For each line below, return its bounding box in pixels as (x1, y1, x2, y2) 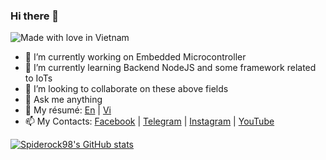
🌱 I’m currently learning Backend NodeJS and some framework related (24, 62, 317, 74)
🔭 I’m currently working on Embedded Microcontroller (24, 51, 247, 63)
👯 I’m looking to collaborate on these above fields (24, 83, 229, 95)
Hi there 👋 (10, 9, 60, 23)
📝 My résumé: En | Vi (24, 104, 112, 116)
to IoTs (24, 72, 53, 84)
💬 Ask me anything (24, 94, 103, 106)
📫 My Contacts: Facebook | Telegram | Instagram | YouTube (24, 115, 275, 128)
